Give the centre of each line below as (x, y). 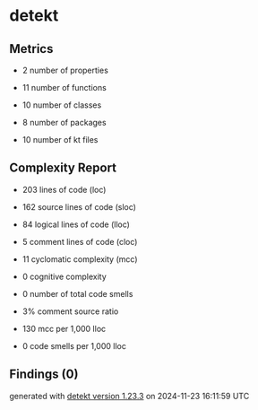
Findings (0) (44, 375)
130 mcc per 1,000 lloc (64, 328)
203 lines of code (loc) (64, 189)
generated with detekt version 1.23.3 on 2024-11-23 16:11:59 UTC (129, 396)
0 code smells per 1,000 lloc (74, 345)
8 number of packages (64, 122)
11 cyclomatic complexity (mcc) (80, 259)
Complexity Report (63, 168)
